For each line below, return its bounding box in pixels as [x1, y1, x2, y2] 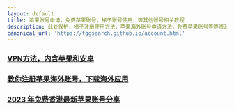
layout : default [7, 10, 54, 17]
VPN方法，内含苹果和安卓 [7, 54, 94, 63]
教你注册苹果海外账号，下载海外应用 [7, 74, 129, 84]
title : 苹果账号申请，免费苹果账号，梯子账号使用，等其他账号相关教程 [7, 17, 185, 24]
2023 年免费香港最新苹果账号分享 [7, 95, 120, 104]
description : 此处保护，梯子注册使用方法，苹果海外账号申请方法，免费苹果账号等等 [7, 23, 219, 30]
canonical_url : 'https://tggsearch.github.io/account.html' [7, 29, 186, 37]
